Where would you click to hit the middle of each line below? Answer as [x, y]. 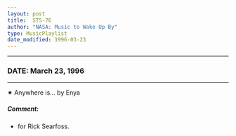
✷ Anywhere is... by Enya [44, 93]
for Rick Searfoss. [43, 126]
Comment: [23, 109]
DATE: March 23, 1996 [46, 71]
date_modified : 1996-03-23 [47, 40]
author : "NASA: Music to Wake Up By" [63, 27]
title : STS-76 [29, 20]
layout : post [26, 14]
